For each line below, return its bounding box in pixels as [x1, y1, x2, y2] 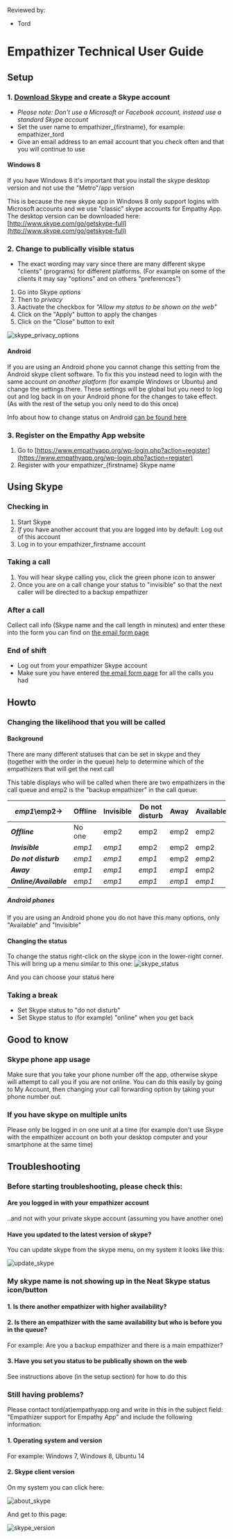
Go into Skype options [17, 288, 81, 296]
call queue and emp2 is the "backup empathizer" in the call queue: [7, 785, 198, 793]
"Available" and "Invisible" [7, 921, 82, 929]
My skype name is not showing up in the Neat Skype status [7, 1276, 210, 1286]
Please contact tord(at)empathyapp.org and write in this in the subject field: [7, 1405, 223, 1414]
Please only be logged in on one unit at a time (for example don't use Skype [7, 1126, 224, 1134]
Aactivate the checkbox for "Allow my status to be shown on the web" [17, 303, 217, 312]
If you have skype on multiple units [7, 1110, 128, 1120]
